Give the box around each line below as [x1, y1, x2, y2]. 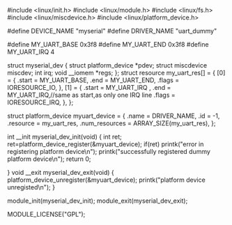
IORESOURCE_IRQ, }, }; [7, 98, 74, 107]
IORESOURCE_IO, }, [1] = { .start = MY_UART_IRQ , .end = [7, 84, 171, 91]
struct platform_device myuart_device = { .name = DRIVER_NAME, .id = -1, [7, 111, 220, 120]
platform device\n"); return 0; [7, 155, 92, 163]
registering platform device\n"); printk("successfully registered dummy [7, 148, 211, 155]
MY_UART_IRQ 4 [7, 48, 55, 56]
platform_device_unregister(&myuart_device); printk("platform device [7, 176, 206, 184]
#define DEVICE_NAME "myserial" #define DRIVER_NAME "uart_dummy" [7, 27, 217, 35]
